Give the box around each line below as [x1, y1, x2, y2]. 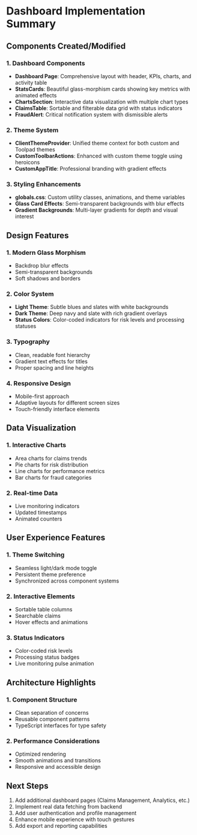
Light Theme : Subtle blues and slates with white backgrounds [14, 304, 169, 311]
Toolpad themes [14, 146, 55, 153]
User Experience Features [6, 533, 106, 543]
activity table [14, 79, 47, 86]
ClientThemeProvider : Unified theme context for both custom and [14, 139, 180, 147]
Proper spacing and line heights [14, 364, 94, 371]
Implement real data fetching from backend [14, 803, 123, 810]
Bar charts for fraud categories [14, 474, 92, 481]
